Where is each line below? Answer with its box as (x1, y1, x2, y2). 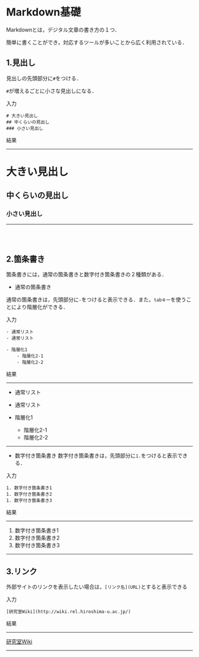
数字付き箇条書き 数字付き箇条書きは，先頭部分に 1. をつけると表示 (14, 452, 178, 460)
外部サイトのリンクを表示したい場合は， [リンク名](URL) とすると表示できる (6, 583, 188, 591)
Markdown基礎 (6, 5, 81, 19)
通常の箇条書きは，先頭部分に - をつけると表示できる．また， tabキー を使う (6, 296, 187, 303)
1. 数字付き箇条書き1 (6, 485, 52, 491)
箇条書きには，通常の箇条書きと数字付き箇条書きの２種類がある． (6, 271, 167, 278)
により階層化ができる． (11, 304, 69, 311)
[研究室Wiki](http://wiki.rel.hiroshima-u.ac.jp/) (6, 609, 131, 615)
